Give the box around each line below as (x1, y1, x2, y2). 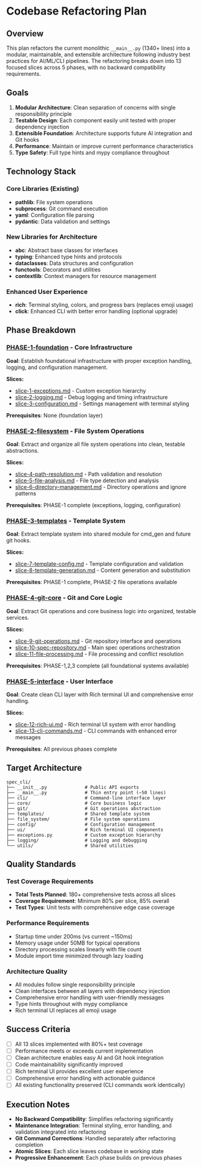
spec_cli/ (6, 779, 31, 785)
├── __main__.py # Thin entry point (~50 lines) (6, 790, 166, 796)
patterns (15, 490, 36, 497)
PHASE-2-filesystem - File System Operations (6, 427, 145, 435)
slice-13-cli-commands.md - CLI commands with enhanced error (15, 727, 177, 734)
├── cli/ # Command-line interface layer (6, 795, 166, 801)
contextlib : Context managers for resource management (15, 272, 157, 279)
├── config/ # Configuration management (6, 821, 155, 828)
